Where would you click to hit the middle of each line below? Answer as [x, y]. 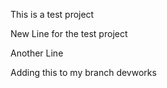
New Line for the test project [69, 33]
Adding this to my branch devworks [83, 72]
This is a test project [52, 14]
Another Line [37, 53]
